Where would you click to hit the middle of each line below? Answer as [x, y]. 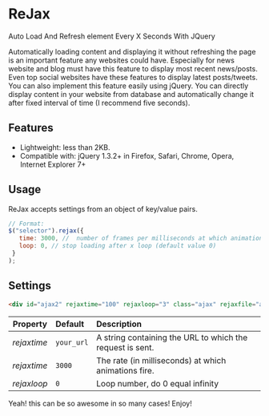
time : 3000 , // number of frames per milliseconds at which [123, 238]
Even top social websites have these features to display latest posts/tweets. [133, 77]
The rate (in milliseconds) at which [161, 360]
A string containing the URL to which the [172, 337]
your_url [72, 342]
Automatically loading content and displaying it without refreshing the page [132, 51]
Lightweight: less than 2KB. [65, 147]
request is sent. [125, 347]
